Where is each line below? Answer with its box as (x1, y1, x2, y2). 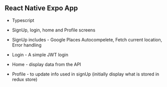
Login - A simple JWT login (12, 51, 69, 57)
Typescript (12, 17, 35, 23)
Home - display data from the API (12, 61, 81, 67)
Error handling (12, 42, 42, 48)
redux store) (12, 76, 38, 82)
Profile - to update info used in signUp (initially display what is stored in (12, 71, 159, 77)
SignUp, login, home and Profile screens (12, 27, 96, 33)
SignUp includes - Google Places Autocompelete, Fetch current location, (12, 36, 162, 42)
